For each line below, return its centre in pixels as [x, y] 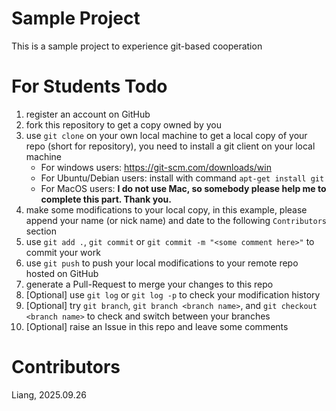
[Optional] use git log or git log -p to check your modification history [173, 294]
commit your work [63, 252]
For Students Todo [89, 86]
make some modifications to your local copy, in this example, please [166, 209]
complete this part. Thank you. [106, 199]
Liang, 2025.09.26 [49, 394]
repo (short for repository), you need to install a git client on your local [170, 146]
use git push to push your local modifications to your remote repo [162, 263]
